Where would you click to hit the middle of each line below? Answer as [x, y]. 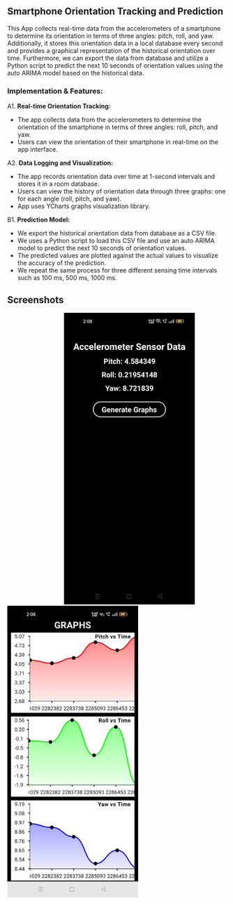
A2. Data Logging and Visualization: [60, 163]
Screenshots [36, 300]
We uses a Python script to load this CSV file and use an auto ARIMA [116, 241]
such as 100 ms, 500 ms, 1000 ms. [67, 278]
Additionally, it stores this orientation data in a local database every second [115, 43]
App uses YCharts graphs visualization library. [84, 206]
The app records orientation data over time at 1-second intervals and [116, 177]
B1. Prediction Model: [39, 220]
